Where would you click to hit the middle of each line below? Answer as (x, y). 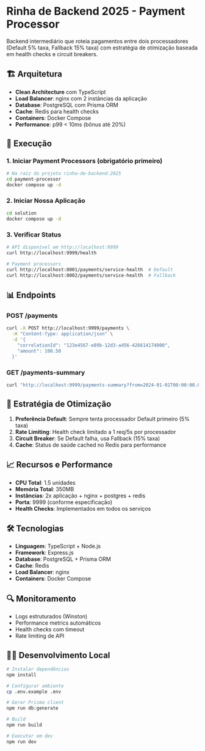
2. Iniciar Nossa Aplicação (46, 200)
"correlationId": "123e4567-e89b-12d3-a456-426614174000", (94, 346)
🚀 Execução (29, 144)
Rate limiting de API (40, 636)
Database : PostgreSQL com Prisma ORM (67, 104)
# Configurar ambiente (35, 686)
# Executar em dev (30, 736)
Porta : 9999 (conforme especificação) (64, 502)
